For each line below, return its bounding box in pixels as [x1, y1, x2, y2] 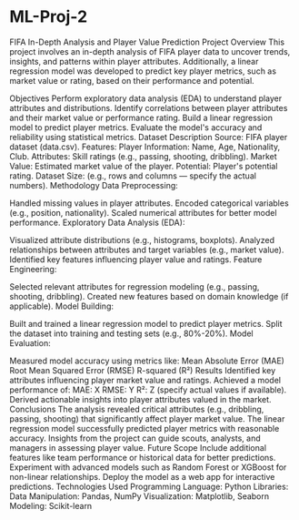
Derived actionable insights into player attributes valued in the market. [9, 393, 272, 404]
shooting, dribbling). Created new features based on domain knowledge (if [9, 291, 289, 301]
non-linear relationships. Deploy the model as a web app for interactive [9, 471, 275, 482]
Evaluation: [9, 337, 52, 348]
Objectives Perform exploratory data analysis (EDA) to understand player [9, 93, 283, 104]
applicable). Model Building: [9, 301, 115, 311]
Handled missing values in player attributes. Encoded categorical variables [9, 198, 289, 209]
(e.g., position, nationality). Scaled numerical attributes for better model [9, 207, 277, 218]
